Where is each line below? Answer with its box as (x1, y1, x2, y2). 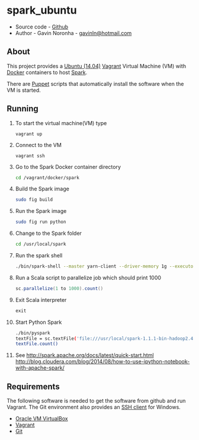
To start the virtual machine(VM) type (15, 119, 107, 126)
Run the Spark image (15, 208, 67, 215)
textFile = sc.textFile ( (15, 336, 77, 342)
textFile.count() (15, 341, 59, 347)
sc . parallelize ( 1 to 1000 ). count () (15, 285, 104, 291)
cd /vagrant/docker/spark (15, 174, 79, 181)
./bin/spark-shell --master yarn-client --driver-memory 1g (15, 263, 167, 270)
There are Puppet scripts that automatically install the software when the (7, 80, 184, 87)
